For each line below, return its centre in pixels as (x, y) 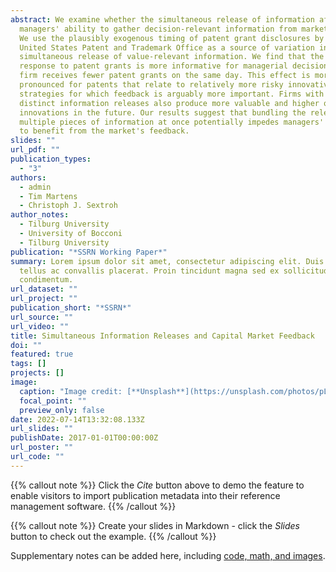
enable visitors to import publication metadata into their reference (145, 495)
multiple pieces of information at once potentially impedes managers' (172, 122)
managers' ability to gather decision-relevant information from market (174, 29)
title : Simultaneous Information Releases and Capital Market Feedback (162, 336)
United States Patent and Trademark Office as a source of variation (167, 47)
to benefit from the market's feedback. (104, 131)
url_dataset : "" (44, 289)
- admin (35, 187)
